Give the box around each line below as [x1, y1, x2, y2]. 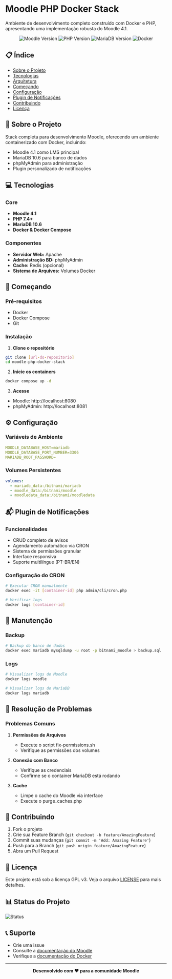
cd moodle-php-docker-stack [5, 359, 66, 364]
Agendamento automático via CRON [12, 542, 90, 548]
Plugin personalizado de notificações [12, 165, 91, 172]
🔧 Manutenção [5, 616, 53, 625]
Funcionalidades [5, 525, 48, 533]
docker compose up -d [5, 379, 52, 384]
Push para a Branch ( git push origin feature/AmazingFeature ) [12, 843, 146, 849]
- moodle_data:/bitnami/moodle [10, 488, 77, 493]
